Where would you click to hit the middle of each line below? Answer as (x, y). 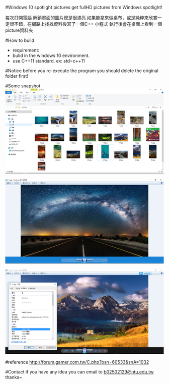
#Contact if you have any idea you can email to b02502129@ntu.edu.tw (79, 372)
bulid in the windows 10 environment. (51, 56)
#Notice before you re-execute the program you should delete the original (82, 71)
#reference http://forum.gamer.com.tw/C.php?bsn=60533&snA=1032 (77, 362)
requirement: (26, 50)
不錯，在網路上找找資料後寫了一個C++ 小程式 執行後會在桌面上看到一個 (88, 24)
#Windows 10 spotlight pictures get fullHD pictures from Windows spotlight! (84, 7)
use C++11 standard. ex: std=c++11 (49, 61)
